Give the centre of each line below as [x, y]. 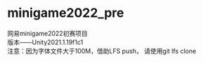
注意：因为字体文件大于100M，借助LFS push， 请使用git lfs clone [102, 51]
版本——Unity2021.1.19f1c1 [45, 42]
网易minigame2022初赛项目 [47, 33]
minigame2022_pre [66, 13]
